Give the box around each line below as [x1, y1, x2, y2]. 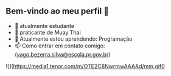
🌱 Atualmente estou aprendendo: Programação [14, 35, 133, 43]
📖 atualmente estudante [14, 22, 74, 29]
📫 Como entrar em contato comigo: [14, 42, 105, 49]
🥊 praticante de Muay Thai [14, 29, 82, 36]
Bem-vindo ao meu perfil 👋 [5, 6, 109, 16]
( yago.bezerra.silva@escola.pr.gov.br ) [14, 50, 111, 58]
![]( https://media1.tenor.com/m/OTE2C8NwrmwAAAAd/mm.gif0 [5, 62, 165, 70]
